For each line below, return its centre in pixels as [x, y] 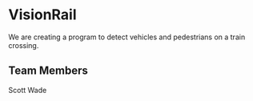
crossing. [24, 45]
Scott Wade [28, 90]
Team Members [48, 71]
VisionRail [43, 15]
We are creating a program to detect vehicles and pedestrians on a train [127, 37]
